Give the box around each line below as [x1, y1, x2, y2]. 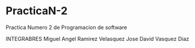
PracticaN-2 [5, 4, 68, 18]
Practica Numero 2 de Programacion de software [5, 24, 128, 31]
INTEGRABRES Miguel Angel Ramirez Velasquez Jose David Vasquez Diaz [5, 35, 190, 42]
